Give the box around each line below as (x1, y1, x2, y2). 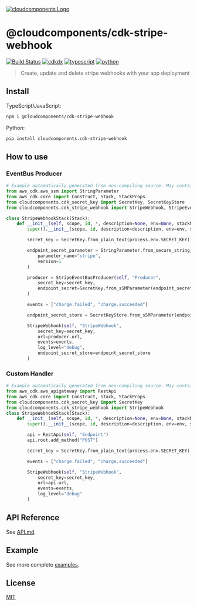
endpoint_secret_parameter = (27, 248, 98, 254)
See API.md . (6, 528, 36, 535)
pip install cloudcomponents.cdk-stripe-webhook (6, 135, 127, 141)
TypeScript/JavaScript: (6, 102, 62, 109)
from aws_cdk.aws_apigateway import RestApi (6, 388, 117, 394)
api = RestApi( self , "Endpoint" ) (27, 432, 109, 438)
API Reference (6, 512, 60, 523)
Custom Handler (6, 369, 54, 378)
